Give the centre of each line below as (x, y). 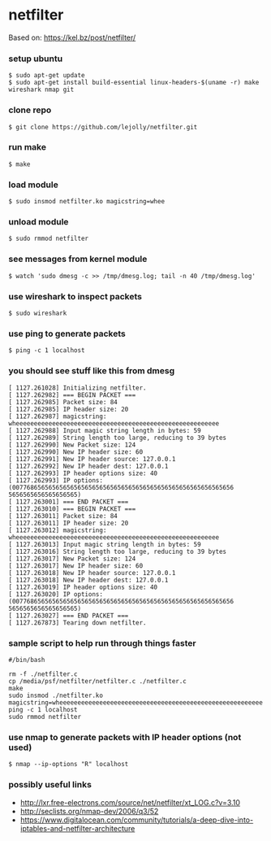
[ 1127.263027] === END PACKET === (69, 616)
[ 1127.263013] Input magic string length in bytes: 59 (105, 544)
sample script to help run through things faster (102, 643)
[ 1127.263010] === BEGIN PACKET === (72, 509)
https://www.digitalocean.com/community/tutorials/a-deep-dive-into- (137, 820)
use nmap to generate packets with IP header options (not (125, 737)
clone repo (30, 110)
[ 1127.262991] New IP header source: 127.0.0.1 (92, 459)
